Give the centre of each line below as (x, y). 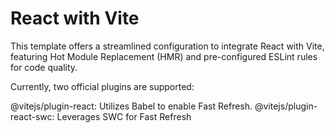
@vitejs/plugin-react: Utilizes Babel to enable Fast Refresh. (131, 106)
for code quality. (44, 67)
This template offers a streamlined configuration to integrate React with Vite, (167, 46)
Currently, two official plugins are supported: (102, 86)
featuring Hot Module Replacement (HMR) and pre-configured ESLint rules (164, 56)
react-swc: (32, 116)
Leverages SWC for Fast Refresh (124, 116)
